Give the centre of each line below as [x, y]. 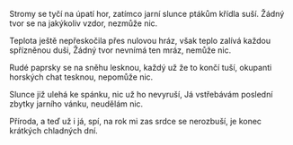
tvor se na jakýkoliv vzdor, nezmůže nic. [84, 23]
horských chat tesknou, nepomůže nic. [81, 77]
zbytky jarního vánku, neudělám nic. [76, 104]
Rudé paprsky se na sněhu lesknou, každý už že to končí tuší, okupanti [141, 68]
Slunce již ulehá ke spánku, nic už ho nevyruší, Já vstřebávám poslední [141, 94]
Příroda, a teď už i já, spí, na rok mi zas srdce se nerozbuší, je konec [136, 121]
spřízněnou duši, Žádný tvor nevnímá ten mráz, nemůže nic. [120, 50]
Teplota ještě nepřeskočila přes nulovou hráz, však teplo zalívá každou [140, 41]
